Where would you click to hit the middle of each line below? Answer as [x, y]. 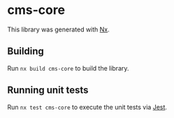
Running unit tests [48, 90]
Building [26, 51]
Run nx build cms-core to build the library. [68, 68]
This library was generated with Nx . [58, 29]
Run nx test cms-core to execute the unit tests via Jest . [87, 107]
